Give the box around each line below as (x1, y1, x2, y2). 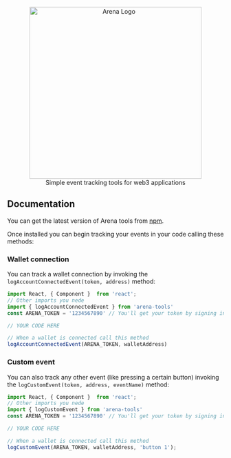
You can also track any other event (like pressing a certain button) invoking (7, 373, 219, 381)
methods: (7, 237, 34, 246)
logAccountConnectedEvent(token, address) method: (7, 277, 156, 285)
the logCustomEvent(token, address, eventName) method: (7, 380, 170, 389)
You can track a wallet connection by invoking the (7, 270, 148, 279)
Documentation (7, 198, 76, 210)
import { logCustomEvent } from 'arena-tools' (7, 406, 143, 413)
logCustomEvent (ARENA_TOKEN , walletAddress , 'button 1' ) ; (7, 444, 177, 450)
